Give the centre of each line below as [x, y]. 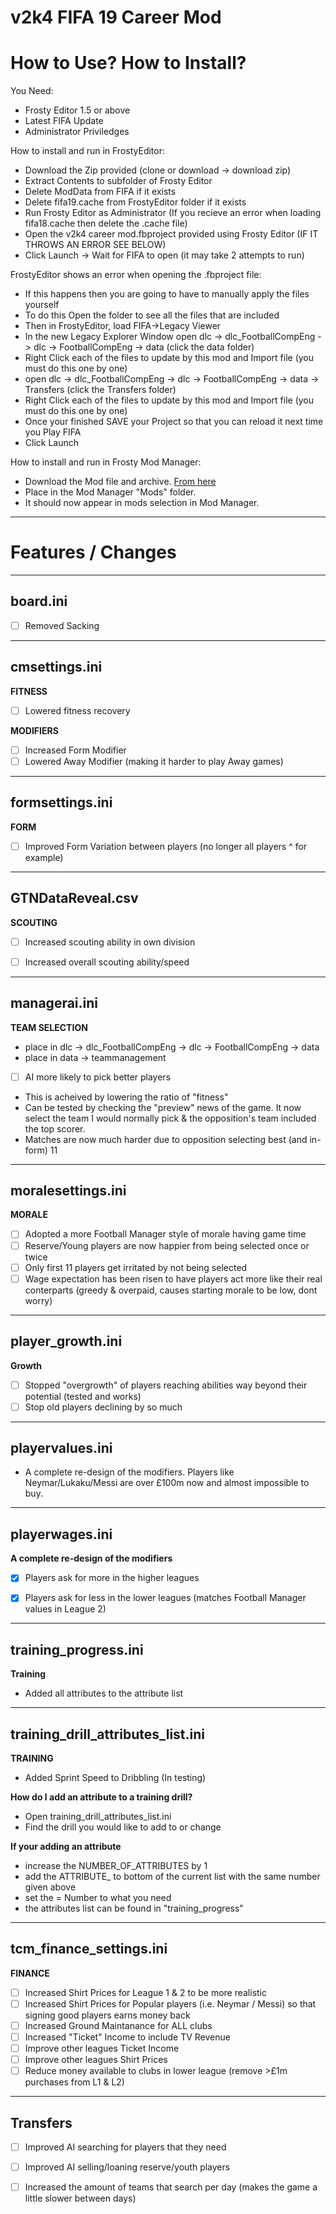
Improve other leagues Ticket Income [102, 2048]
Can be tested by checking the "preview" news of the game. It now [163, 1107]
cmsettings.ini [56, 667]
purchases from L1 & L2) [74, 2082]
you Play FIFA [53, 432]
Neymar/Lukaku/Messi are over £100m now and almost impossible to [167, 1483]
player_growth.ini [66, 1341]
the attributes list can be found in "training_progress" [134, 1908]
